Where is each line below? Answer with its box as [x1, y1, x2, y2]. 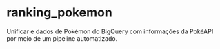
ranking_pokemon [6, 5, 113, 20]
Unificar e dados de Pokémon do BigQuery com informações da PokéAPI [6, 27, 214, 35]
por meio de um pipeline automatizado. [6, 34, 118, 42]
